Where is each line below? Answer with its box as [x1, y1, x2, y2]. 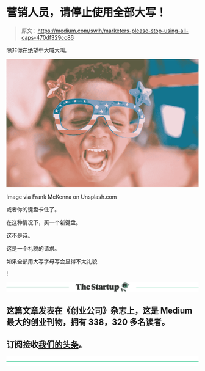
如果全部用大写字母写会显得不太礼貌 [6, 258, 98, 265]
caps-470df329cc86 [21, 34, 74, 41]
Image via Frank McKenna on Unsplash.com [6, 193, 117, 200]
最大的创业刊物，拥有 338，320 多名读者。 [6, 317, 170, 327]
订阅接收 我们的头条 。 [6, 339, 87, 350]
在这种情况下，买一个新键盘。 [6, 219, 81, 226]
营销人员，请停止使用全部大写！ [6, 6, 167, 20]
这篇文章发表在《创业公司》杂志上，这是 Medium [6, 305, 193, 315]
